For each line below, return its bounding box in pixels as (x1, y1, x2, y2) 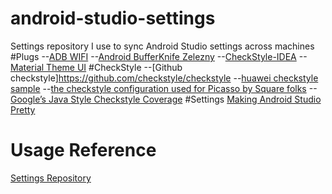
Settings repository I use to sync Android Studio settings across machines (10, 40, 315, 52)
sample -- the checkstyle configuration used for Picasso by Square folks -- (10, 82, 318, 94)
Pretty (10, 103, 36, 116)
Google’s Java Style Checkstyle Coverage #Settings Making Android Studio (10, 93, 322, 105)
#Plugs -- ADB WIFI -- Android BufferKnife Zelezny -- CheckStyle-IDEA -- (10, 50, 308, 62)
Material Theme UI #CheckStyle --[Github (10, 61, 183, 73)
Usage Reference (10, 139, 157, 162)
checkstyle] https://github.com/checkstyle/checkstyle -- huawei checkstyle (10, 72, 319, 84)
